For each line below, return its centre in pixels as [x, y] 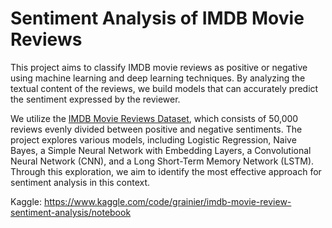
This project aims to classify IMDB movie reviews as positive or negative [159, 67]
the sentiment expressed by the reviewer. [95, 99]
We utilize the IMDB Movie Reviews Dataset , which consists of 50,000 [154, 118]
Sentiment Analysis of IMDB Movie [157, 18]
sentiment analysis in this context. [80, 182]
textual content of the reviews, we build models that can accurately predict [164, 88]
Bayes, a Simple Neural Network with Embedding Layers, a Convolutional [161, 150]
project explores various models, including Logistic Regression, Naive [153, 139]
